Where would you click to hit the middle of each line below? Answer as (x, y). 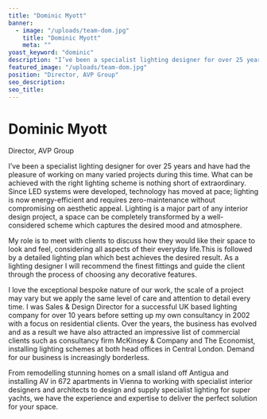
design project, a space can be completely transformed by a (107, 217)
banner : (21, 23)
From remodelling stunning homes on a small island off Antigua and (118, 373)
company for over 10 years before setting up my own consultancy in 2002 (129, 316)
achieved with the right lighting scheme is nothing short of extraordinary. (127, 183)
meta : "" (37, 45)
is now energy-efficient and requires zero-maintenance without (112, 200)
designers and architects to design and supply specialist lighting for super (130, 390)
